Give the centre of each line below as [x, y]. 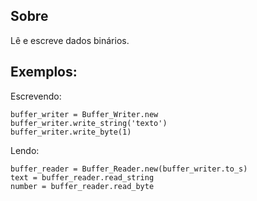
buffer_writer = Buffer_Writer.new [84, 114]
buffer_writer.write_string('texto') [89, 123]
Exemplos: [44, 72]
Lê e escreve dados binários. [70, 40]
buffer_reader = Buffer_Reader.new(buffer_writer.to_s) [129, 169]
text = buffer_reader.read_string [82, 177]
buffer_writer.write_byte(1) [71, 132]
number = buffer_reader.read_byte [82, 186]
